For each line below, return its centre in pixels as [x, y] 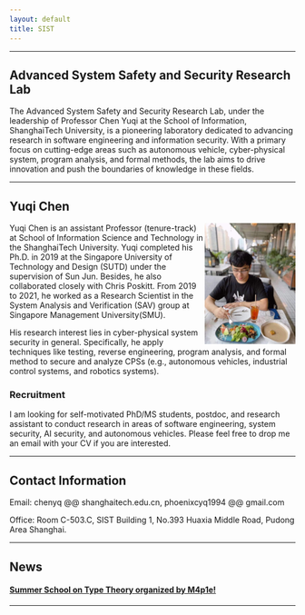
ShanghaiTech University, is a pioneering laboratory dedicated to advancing [151, 131]
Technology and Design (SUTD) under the [88, 267]
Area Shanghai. [38, 530]
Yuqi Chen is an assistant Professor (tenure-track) [103, 228]
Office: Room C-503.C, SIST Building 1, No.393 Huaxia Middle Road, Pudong [152, 520]
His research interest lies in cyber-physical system [104, 332]
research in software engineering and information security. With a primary [148, 140]
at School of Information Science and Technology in [107, 238]
